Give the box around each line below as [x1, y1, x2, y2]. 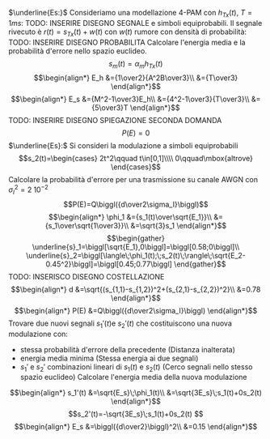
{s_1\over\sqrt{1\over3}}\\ [44, 220, 129, 230]
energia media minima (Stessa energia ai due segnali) [19, 353, 199, 363]
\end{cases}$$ [110, 162, 162, 172]
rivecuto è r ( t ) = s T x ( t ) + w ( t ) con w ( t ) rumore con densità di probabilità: [8, 27, 247, 38]
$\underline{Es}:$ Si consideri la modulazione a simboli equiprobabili [8, 141, 238, 151]
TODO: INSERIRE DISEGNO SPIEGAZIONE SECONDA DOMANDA [8, 116, 222, 126]
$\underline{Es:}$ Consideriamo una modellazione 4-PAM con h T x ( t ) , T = [8, 8, 253, 19]
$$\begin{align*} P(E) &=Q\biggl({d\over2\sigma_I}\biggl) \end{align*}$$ [14, 305, 258, 315]
